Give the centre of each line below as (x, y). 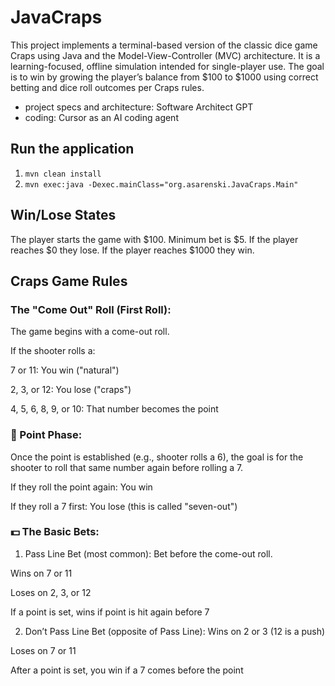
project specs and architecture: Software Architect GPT (139, 107)
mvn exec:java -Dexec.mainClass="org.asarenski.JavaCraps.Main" (161, 184)
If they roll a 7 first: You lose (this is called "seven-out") (124, 506)
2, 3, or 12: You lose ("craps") (71, 390)
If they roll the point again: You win (81, 487)
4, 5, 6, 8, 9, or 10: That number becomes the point (114, 409)
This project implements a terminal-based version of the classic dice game (164, 45)
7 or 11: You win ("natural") (65, 370)
